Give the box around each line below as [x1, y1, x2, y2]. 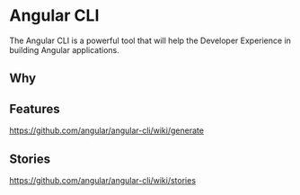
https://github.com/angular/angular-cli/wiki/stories [9, 174, 196, 185]
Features [9, 101, 60, 117]
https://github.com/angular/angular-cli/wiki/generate [9, 125, 205, 136]
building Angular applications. [9, 44, 119, 55]
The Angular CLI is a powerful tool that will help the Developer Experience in [9, 35, 292, 46]
